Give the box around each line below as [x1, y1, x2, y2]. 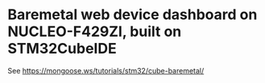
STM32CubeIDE [7, 40, 118, 57]
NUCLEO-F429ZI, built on [7, 22, 182, 41]
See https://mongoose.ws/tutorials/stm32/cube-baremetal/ [7, 65, 205, 75]
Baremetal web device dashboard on [7, 6, 258, 24]
